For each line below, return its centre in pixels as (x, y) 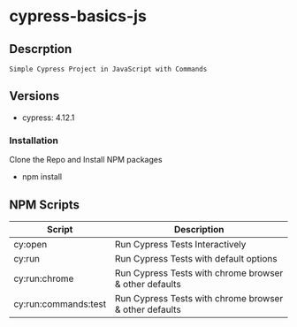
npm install (42, 177)
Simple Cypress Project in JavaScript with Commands (108, 69)
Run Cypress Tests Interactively (180, 244)
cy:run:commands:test (60, 304)
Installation (34, 141)
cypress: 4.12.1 (48, 118)
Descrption (41, 49)
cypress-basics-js (78, 16)
